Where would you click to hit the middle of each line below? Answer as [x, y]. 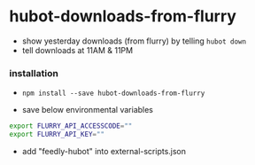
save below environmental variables [87, 110]
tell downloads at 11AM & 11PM [77, 50]
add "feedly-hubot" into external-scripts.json [104, 151]
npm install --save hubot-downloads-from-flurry [113, 94]
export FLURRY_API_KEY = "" [57, 135]
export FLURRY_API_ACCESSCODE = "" [71, 126]
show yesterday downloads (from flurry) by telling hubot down [134, 41]
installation [34, 73]
